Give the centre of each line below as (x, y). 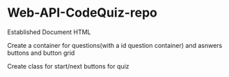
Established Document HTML (49, 32)
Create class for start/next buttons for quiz (69, 66)
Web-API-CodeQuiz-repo (82, 13)
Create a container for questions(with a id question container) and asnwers (115, 45)
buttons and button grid (41, 53)
